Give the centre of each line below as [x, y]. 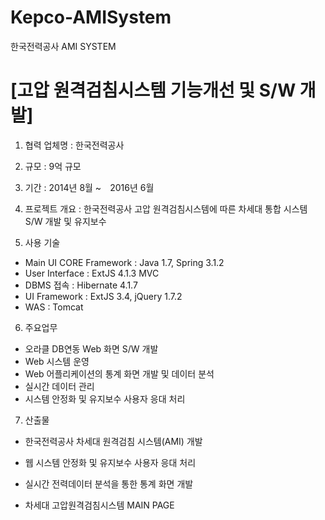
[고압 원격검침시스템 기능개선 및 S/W [153, 90]
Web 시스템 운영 [57, 361]
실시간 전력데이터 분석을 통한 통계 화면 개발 [109, 483]
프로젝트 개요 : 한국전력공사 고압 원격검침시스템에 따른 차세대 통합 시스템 [166, 208]
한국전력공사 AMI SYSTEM [63, 46]
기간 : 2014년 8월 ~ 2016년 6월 [89, 187]
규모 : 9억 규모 [53, 166]
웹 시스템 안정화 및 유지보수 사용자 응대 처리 [110, 462]
